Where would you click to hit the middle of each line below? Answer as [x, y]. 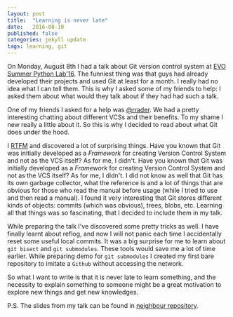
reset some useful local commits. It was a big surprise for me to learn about [116, 241]
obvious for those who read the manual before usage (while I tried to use [112, 190]
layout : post [26, 14]
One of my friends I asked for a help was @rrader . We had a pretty [103, 110]
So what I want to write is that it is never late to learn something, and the [112, 277]
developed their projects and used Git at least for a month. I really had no [113, 81]
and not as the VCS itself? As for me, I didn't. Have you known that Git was [115, 161]
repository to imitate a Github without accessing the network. [95, 263]
